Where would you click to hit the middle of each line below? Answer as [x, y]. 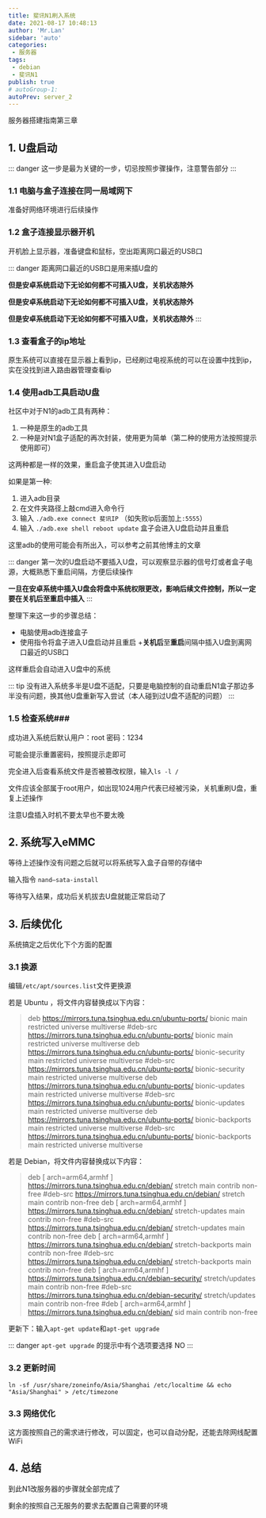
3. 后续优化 [35, 924]
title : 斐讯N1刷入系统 [42, 15]
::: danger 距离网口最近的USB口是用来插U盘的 [83, 268]
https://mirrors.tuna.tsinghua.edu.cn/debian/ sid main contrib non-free [142, 1312]
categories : [28, 45]
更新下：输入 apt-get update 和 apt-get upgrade [84, 1329]
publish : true [32, 82]
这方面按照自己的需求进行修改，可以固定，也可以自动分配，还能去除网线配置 [133, 1432]
